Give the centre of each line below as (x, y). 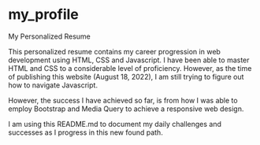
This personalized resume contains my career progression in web (114, 51)
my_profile (43, 15)
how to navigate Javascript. (53, 85)
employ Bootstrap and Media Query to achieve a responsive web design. (126, 109)
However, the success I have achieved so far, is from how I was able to (123, 100)
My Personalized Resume (49, 36)
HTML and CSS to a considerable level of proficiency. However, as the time (130, 68)
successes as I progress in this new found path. (85, 132)
